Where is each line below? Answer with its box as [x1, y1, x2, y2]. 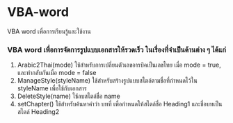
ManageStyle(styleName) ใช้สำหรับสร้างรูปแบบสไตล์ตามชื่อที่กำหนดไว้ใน [17, 76, 198, 85]
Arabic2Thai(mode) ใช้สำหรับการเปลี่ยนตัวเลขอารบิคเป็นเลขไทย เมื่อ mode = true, [17, 60, 221, 69]
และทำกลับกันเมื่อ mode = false [17, 69, 97, 77]
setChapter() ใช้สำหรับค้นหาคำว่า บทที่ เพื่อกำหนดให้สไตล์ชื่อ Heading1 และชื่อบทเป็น [17, 100, 223, 108]
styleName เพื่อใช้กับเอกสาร [17, 84, 87, 92]
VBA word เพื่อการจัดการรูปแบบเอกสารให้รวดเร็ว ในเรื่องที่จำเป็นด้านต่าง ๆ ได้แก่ [7, 44, 226, 54]
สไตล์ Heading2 [17, 108, 60, 116]
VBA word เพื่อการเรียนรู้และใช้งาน [7, 27, 92, 35]
